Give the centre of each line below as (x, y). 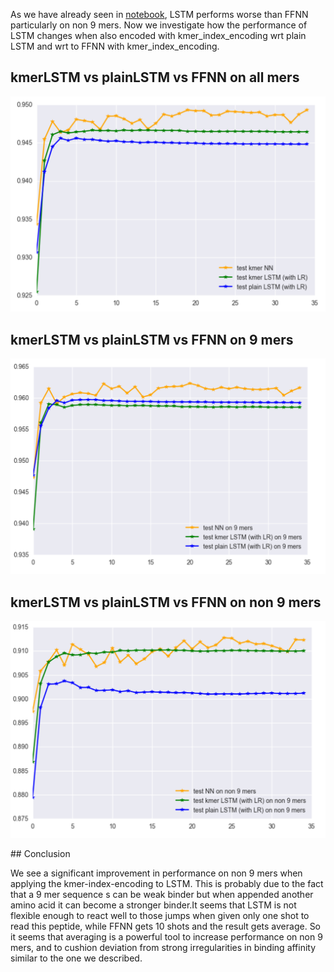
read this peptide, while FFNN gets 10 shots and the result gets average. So (166, 926)
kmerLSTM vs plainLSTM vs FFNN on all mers (155, 77)
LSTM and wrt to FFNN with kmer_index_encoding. (115, 46)
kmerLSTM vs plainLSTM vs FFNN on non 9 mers (166, 602)
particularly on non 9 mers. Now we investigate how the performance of (159, 25)
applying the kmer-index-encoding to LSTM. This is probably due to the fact (167, 883)
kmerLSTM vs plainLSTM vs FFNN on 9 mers (152, 339)
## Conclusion (40, 853)
